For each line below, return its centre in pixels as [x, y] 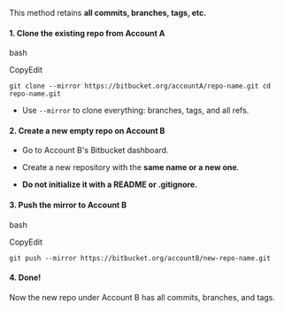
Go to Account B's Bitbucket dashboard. [95, 151]
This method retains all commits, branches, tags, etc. [108, 13]
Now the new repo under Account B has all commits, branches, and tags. [142, 297]
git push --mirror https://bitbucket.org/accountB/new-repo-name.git [140, 258]
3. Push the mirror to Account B [68, 205]
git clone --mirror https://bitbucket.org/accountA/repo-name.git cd [140, 86]
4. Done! [25, 277]
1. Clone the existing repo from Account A [87, 33]
